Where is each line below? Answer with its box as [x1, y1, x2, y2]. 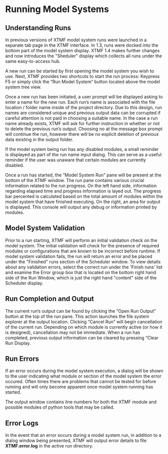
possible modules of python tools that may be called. [5, 404, 115, 410]
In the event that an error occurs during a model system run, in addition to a [5, 432, 161, 438]
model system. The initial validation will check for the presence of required [5, 242, 159, 248]
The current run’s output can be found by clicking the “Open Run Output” [5, 308, 156, 314]
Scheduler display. [5, 280, 44, 286]
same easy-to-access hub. [5, 58, 61, 64]
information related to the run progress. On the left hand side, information [5, 183, 157, 189]
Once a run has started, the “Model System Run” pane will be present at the [5, 172, 161, 178]
